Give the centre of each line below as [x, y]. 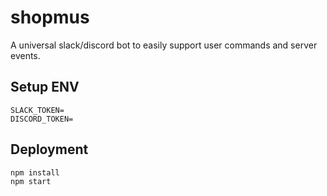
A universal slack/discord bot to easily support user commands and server [164, 45]
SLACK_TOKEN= [37, 110]
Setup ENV [45, 87]
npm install [35, 172]
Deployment [49, 149]
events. [25, 55]
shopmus [50, 17]
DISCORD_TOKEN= [42, 119]
